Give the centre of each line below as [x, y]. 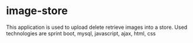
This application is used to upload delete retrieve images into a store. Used [97, 27]
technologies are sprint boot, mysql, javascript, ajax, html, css [81, 33]
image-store [37, 11]
